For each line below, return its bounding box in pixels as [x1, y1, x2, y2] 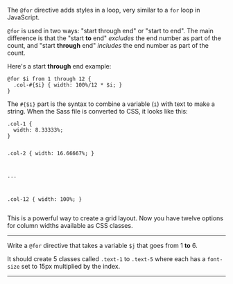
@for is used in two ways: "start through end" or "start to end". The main [7, 27, 214, 35]
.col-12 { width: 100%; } [7, 195, 82, 203]
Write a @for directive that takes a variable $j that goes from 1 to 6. [7, 241, 198, 249]
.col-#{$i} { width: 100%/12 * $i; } [13, 82, 123, 89]
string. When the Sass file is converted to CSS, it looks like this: [7, 107, 189, 115]
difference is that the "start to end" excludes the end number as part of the [7, 34, 222, 42]
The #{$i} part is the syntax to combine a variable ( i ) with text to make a [7, 100, 215, 108]
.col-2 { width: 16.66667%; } [7, 150, 95, 157]
